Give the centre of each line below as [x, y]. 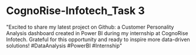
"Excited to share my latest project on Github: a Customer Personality [90, 27]
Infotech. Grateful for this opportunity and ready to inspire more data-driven [98, 39]
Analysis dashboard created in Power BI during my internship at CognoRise [97, 33]
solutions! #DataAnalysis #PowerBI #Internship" [64, 46]
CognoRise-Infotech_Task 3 [76, 11]
